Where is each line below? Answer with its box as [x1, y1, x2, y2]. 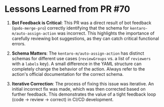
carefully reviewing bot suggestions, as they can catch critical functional [11, 36, 160, 41]
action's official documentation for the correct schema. [11, 71, 124, 77]
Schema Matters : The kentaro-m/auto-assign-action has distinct [11, 50, 144, 56]
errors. [11, 40, 26, 46]
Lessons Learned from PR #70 [4, 3, 131, 15]
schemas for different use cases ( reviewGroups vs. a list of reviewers [11, 55, 151, 61]
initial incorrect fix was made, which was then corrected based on [11, 86, 146, 92]
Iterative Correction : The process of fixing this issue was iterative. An [11, 80, 154, 87]
